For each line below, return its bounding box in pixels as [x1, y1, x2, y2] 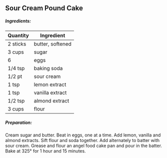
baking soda [33, 65, 63, 72]
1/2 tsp [7, 97, 25, 104]
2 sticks [7, 40, 26, 47]
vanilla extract [33, 89, 67, 96]
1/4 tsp [7, 65, 25, 72]
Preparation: [5, 119, 32, 125]
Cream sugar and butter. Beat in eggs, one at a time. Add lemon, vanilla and [5, 132, 161, 138]
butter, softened [33, 40, 71, 47]
